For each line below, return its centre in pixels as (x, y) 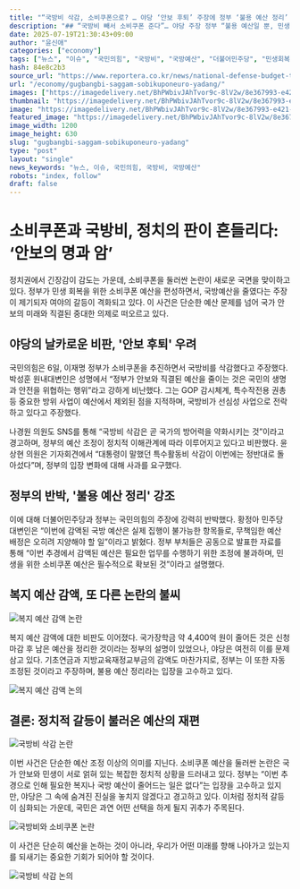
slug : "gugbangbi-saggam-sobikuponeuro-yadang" (100, 142)
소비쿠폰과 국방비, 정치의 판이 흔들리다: (144, 231)
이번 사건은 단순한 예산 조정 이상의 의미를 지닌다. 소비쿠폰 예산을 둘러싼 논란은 (145, 763)
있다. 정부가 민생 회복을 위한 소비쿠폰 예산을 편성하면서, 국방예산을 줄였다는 (140, 291)
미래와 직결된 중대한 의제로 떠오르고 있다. (97, 313)
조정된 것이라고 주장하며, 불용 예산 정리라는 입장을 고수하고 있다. (121, 671)
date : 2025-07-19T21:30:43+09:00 (71, 34)
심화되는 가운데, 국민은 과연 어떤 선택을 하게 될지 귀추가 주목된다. (131, 808)
